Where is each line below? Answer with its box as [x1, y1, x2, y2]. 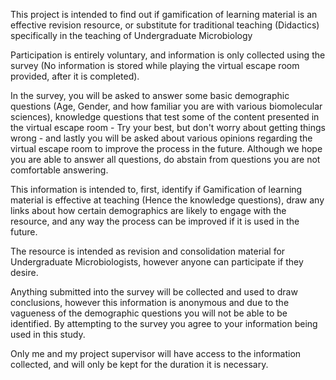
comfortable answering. [10, 164, 109, 176]
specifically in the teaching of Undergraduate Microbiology [10, 30, 253, 41]
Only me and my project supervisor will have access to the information [10, 348, 302, 359]
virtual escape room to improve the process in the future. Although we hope [10, 143, 323, 154]
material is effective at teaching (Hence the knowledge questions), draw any [10, 194, 325, 206]
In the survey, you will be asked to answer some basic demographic [10, 90, 290, 101]
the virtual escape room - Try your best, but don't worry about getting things [10, 122, 326, 133]
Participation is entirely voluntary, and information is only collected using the [10, 49, 326, 61]
